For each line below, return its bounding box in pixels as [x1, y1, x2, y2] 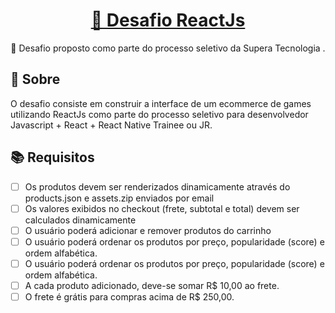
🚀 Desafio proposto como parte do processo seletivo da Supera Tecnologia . [10, 42, 326, 54]
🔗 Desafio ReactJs [90, 9, 246, 32]
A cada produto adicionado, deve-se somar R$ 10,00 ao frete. [24, 279, 280, 291]
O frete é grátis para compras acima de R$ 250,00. [24, 290, 235, 303]
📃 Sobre [10, 71, 61, 88]
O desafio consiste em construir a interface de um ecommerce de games [10, 97, 312, 109]
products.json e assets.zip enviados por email [24, 192, 215, 204]
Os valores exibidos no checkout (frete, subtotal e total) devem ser [24, 202, 300, 214]
